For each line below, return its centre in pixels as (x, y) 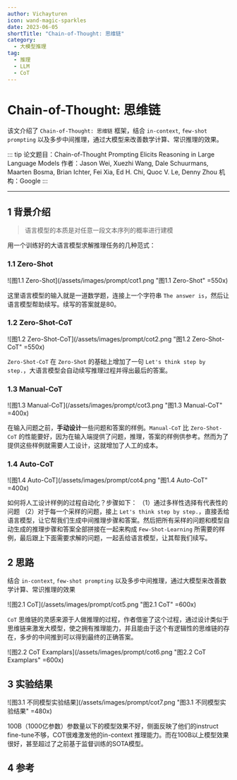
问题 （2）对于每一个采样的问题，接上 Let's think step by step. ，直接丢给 (119, 511)
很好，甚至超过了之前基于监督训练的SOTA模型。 (77, 744)
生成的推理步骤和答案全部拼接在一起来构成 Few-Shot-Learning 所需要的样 (119, 529)
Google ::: (34, 181)
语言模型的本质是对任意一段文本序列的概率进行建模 (99, 231)
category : (22, 40)
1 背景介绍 (29, 212)
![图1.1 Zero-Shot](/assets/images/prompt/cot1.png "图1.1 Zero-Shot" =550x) (118, 280)
